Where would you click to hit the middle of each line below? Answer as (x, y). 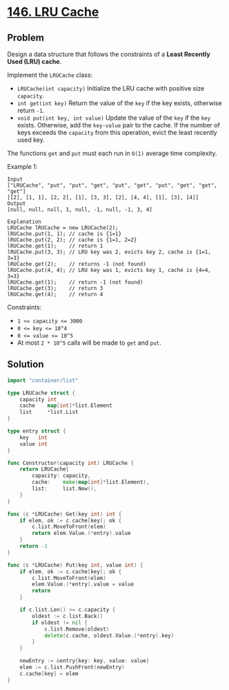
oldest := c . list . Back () (68, 616)
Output (17, 203)
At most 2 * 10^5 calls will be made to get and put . (89, 343)
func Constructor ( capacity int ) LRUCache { (71, 463)
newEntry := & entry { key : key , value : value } (84, 661)
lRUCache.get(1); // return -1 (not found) (75, 282)
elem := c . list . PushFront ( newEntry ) (72, 668)
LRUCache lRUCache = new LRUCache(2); (63, 228)
